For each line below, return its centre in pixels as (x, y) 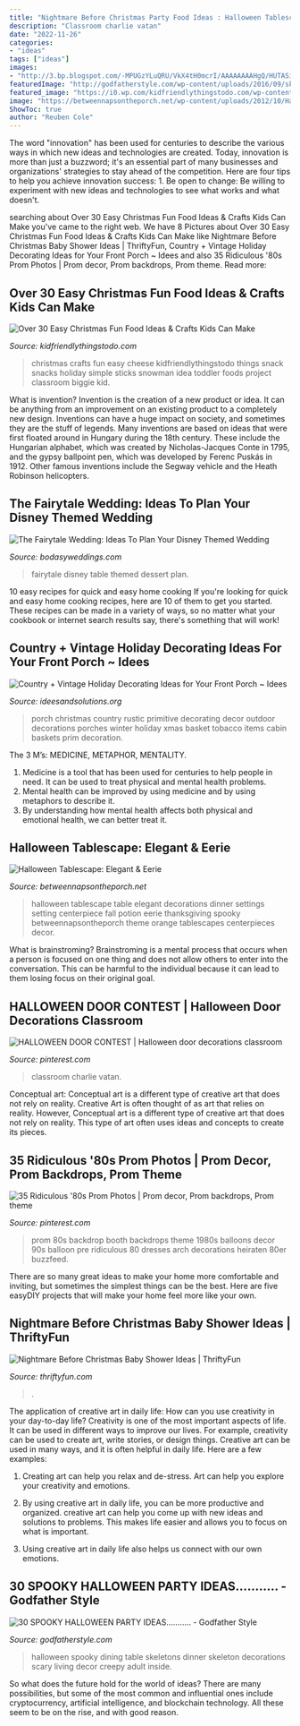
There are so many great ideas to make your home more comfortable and (144, 1276)
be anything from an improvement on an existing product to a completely (143, 409)
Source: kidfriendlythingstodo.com (73, 346)
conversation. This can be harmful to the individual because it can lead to (144, 969)
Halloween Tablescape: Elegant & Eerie (120, 847)
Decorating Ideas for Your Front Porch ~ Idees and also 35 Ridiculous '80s (146, 255)
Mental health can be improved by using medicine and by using (139, 791)
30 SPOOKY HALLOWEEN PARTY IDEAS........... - (148, 1587)
